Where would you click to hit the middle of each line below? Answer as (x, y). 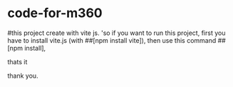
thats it (17, 61)
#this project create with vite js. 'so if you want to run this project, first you (116, 33)
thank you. (23, 76)
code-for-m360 (55, 13)
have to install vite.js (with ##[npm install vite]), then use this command (112, 40)
